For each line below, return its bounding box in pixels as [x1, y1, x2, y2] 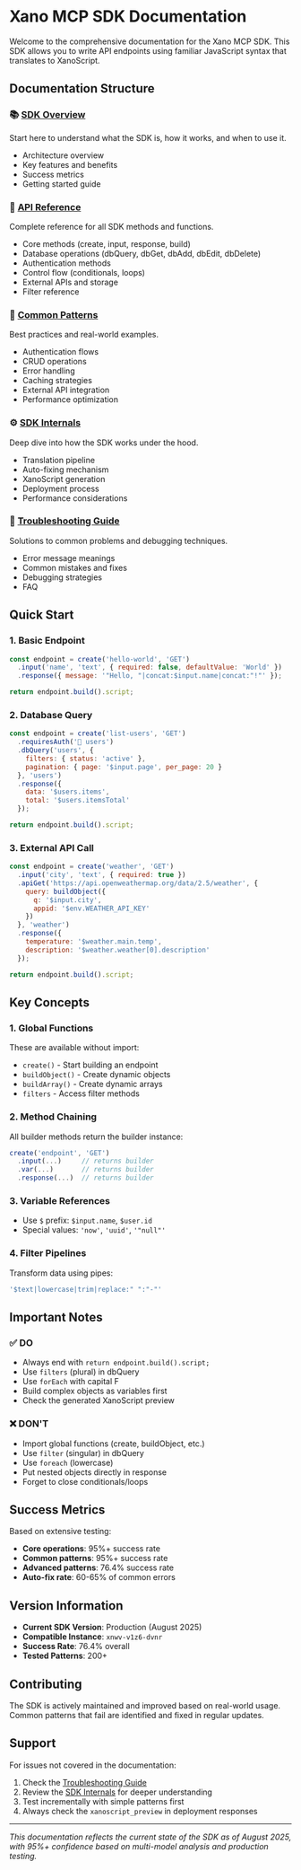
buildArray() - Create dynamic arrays [21, 1079, 163, 1090]
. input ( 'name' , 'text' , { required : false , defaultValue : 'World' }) [17, 663, 282, 672]
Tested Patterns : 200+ [21, 1650, 107, 1662]
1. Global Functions [9, 1022, 94, 1034]
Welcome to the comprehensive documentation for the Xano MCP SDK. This [9, 36, 290, 47]
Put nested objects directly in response [21, 1466, 168, 1478]
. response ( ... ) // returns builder [17, 1173, 154, 1182]
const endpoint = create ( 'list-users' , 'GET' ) [9, 729, 186, 738]
